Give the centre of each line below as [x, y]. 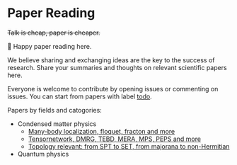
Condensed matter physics [57, 124]
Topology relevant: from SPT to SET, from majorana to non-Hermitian [129, 146]
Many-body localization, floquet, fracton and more [102, 131]
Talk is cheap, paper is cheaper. [54, 33]
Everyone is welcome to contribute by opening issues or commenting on [113, 89]
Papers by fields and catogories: [55, 110]
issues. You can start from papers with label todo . [80, 96]
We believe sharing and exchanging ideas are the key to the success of [111, 60]
